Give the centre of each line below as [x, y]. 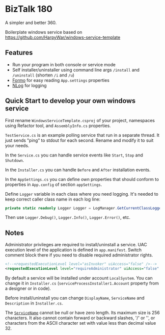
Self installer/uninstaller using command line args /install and [76, 70]
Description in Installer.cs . [34, 303]
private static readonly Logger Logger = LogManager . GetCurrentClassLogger [84, 208]
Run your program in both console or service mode [64, 64]
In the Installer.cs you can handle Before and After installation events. [78, 170]
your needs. [17, 145]
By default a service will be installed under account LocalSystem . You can [79, 278]
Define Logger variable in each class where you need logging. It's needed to [82, 194]
